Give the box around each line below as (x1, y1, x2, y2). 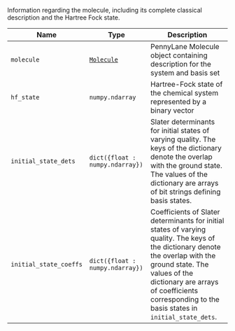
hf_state (10, 94, 40, 101)
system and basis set (150, 68, 220, 78)
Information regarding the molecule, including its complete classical (7, 6, 203, 14)
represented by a (150, 97, 207, 106)
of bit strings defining (150, 187, 221, 197)
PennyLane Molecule (150, 42, 220, 51)
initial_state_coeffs (10, 260, 83, 268)
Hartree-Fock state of (150, 80, 223, 89)
